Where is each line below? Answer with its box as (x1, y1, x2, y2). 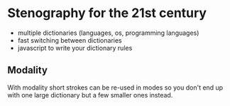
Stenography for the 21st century (7, 5, 207, 21)
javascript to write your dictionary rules (17, 43, 133, 52)
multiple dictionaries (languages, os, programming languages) (17, 28, 199, 37)
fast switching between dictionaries (17, 36, 122, 44)
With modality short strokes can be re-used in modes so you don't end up (7, 83, 224, 92)
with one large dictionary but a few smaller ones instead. (7, 90, 173, 99)
